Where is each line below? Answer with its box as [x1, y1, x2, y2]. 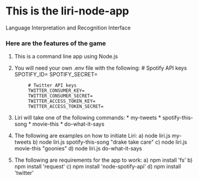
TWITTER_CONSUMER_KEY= [28, 88, 85, 94]
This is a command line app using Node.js [14, 53, 118, 60]
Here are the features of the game [5, 39, 106, 48]
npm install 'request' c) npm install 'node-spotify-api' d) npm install [14, 163, 182, 170]
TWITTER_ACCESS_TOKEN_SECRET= [28, 103, 104, 109]
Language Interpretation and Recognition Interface [5, 24, 131, 31]
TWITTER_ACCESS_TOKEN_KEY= [28, 98, 96, 105]
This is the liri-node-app [5, 4, 129, 18]
